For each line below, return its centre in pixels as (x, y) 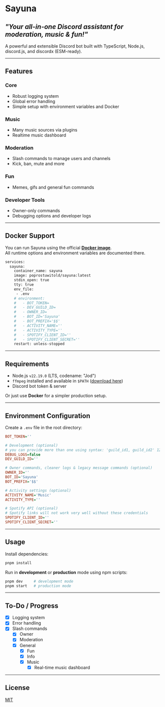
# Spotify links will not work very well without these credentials (77, 513)
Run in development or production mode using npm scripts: (66, 572)
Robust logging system (35, 96)
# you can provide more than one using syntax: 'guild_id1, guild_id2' (80, 450)
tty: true (24, 285)
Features (19, 71)
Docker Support (30, 236)
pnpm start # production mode (38, 586)
